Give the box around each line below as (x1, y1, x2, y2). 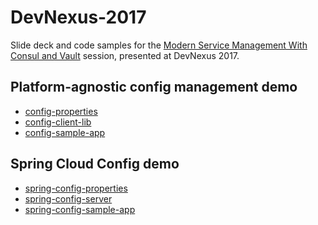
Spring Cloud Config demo (10, 156, 180, 173)
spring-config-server (24, 192, 113, 205)
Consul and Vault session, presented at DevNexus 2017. (10, 49, 240, 61)
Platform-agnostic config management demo (10, 79, 298, 96)
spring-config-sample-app (24, 203, 136, 215)
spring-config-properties (24, 182, 128, 194)
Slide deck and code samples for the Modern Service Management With (10, 39, 308, 51)
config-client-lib (24, 116, 92, 128)
